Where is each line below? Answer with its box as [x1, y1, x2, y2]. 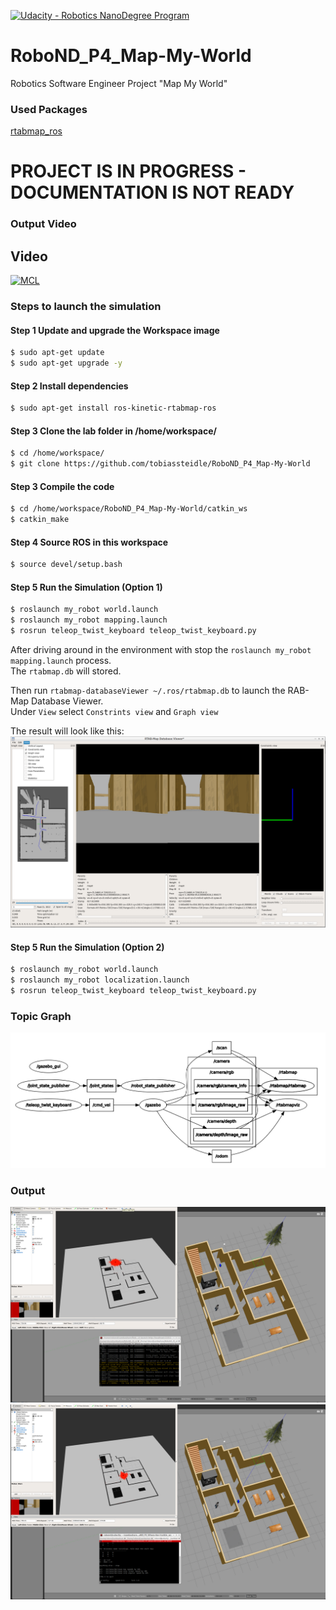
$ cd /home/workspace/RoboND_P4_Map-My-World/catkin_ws [10, 504, 248, 514]
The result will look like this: [10, 725, 125, 737]
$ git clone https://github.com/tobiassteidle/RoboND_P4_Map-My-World [10, 459, 311, 469]
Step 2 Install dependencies [10, 380, 129, 392]
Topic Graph [10, 1009, 72, 1023]
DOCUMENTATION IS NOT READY [10, 181, 295, 204]
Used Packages [10, 102, 88, 116]
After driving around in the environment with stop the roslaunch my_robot [10, 643, 312, 655]
